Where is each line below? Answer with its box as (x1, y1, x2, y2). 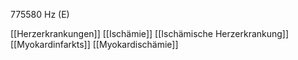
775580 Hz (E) (10, 9, 70, 20)
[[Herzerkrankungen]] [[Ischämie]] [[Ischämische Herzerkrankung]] (10, 28, 290, 39)
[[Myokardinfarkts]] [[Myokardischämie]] (10, 39, 179, 50)
